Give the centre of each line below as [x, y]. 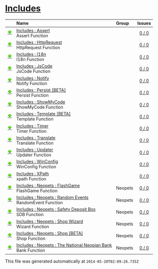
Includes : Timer [32, 126]
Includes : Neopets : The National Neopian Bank [64, 245]
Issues [144, 23]
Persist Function [32, 95]
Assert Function [32, 36]
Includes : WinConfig [37, 161]
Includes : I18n [31, 54]
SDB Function [30, 215]
